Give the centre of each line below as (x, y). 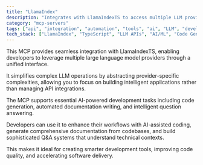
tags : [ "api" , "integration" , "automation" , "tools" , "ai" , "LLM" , (93, 29)
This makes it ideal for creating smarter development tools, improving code (100, 149)
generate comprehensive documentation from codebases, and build (91, 131)
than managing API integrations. (46, 89)
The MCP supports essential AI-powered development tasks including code (100, 101)
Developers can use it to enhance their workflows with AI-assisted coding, (99, 125)
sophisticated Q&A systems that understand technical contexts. (85, 138)
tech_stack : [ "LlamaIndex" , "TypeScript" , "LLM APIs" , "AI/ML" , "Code (97, 34)
